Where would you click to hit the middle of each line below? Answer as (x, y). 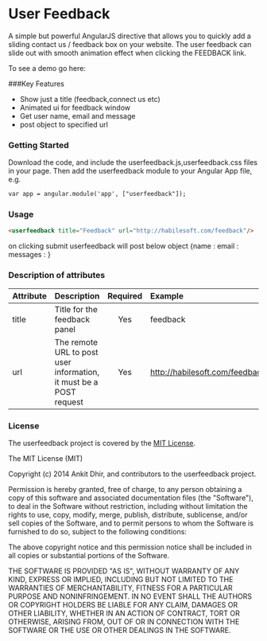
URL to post (76, 352)
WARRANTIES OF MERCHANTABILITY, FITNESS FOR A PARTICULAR (120, 588)
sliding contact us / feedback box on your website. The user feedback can (130, 44)
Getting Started (39, 145)
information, (77, 372)
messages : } (30, 255)
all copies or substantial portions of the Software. (89, 555)
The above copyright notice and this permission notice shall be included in (130, 547)
